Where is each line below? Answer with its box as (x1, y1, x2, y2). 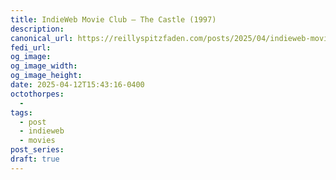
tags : (10, 107, 33, 118)
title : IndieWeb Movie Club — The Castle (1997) (10, 14, 217, 25)
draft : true (10, 154, 60, 164)
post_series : (10, 145, 65, 155)
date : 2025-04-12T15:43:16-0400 (10, 80, 145, 90)
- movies (19, 136, 56, 146)
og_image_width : (10, 61, 78, 71)
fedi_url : (10, 42, 52, 53)
